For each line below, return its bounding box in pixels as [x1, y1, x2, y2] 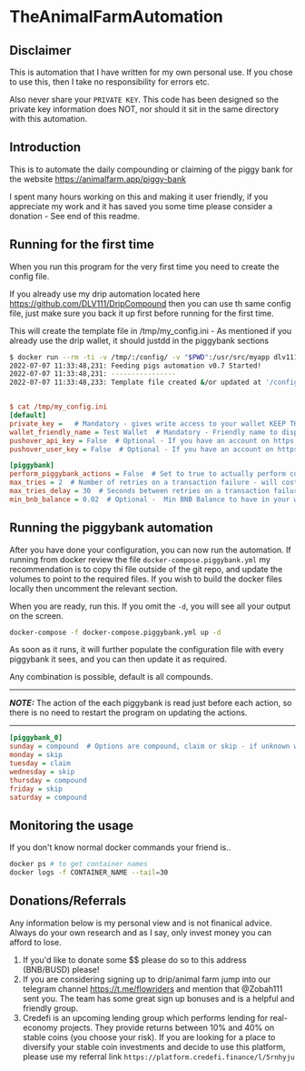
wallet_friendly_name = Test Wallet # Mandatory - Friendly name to [9, 428, 279, 437]
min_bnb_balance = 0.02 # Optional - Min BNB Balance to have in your [9, 494, 290, 504]
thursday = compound [9, 775, 88, 784]
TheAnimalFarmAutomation [9, 6, 224, 27]
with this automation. [9, 114, 88, 124]
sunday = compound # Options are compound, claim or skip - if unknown [9, 742, 290, 752]
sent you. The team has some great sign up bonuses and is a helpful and [22, 993, 295, 1004]
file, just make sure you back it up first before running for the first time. [9, 308, 274, 318]
